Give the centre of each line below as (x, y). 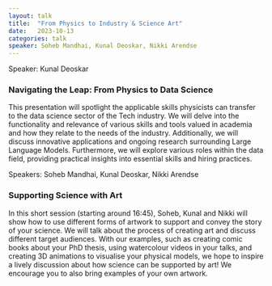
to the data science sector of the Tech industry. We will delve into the (124, 116)
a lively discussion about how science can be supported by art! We (120, 264)
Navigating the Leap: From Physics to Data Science (111, 90)
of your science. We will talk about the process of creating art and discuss (132, 230)
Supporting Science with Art (66, 196)
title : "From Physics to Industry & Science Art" (96, 23)
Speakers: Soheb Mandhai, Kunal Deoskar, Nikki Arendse (104, 175)
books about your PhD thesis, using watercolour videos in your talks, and (130, 247)
